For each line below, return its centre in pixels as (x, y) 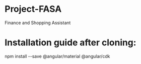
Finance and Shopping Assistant (38, 23)
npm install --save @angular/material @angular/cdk (57, 56)
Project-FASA (33, 9)
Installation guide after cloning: (70, 43)
